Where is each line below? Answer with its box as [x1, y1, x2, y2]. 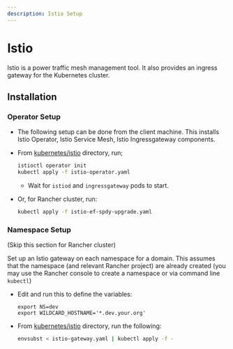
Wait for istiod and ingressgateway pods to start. [27, 181, 170, 189]
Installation [7, 91, 57, 103]
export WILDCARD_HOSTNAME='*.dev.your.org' [17, 310, 146, 317]
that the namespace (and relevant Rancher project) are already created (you [7, 262, 226, 270]
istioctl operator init [17, 162, 87, 170]
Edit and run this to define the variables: [17, 290, 133, 299]
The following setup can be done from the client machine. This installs [17, 128, 220, 136]
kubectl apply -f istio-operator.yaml [17, 169, 130, 176]
